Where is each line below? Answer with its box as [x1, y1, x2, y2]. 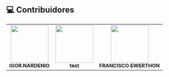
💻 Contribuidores [6, 5, 75, 15]
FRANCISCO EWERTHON [99, 62, 160, 69]
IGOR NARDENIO [9, 62, 50, 69]
